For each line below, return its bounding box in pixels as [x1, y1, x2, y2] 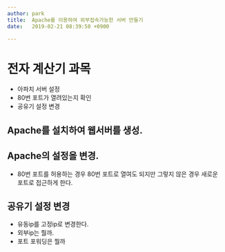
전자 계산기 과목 [7, 61, 91, 77]
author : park [7, 10, 45, 17]
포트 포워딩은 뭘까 [17, 238, 66, 246]
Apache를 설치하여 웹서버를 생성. [7, 124, 143, 136]
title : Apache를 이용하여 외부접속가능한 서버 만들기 [7, 17, 144, 23]
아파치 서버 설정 [17, 85, 60, 93]
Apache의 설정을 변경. [7, 150, 99, 162]
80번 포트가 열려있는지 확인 [17, 94, 92, 102]
